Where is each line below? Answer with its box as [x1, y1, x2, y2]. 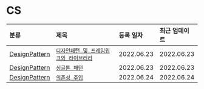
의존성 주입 [56, 74, 83, 81]
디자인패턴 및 [56, 47, 88, 54]
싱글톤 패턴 [56, 64, 83, 71]
